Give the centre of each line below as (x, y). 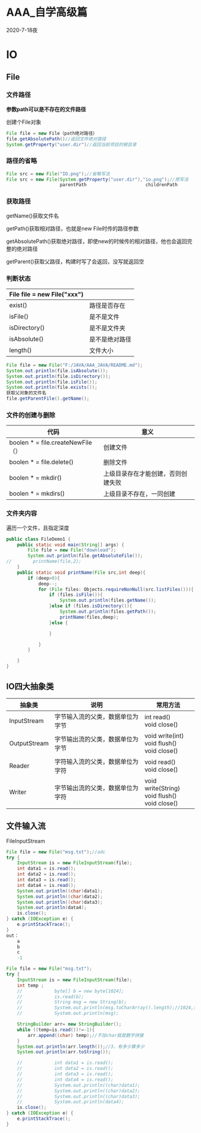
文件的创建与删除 (31, 415)
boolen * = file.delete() (41, 462)
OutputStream (29, 743)
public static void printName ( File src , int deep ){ (81, 573)
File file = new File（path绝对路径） (52, 133)
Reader (19, 766)
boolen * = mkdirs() (37, 494)
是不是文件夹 (107, 328)
